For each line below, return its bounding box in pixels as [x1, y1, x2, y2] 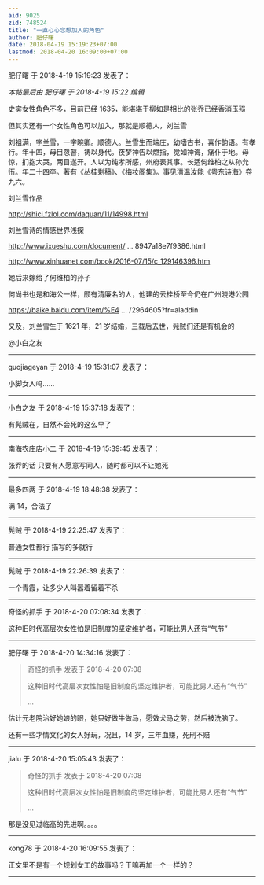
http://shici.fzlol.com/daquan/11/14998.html [8, 209, 148, 219]
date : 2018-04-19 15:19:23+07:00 [8, 41, 118, 49]
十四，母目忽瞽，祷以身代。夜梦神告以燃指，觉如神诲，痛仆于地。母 [28, 147, 249, 157]
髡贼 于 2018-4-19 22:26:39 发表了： [8, 566, 127, 575]
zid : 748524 [8, 19, 47, 27]
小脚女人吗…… [8, 379, 55, 388]
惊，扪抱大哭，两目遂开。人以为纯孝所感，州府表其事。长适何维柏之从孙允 [8, 157, 249, 166]
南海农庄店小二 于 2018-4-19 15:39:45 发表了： [8, 444, 160, 453]
